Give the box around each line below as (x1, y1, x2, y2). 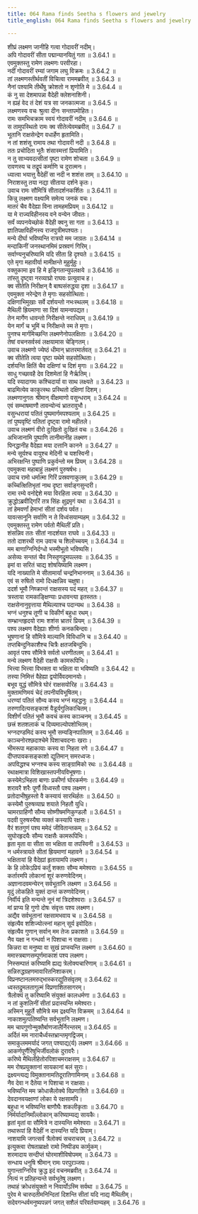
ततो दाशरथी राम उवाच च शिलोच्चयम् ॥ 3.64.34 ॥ (7, 536, 124, 545)
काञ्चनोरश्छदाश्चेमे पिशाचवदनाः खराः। (7, 736, 92, 744)
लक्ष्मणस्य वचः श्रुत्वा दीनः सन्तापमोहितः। (7, 106, 94, 115)
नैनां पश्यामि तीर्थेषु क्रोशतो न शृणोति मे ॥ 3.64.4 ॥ (7, 82, 122, 91)
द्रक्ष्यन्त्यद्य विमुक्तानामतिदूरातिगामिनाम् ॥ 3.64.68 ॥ (7, 1070, 125, 1079)
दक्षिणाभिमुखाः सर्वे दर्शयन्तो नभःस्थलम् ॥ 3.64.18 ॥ (7, 297, 122, 306)
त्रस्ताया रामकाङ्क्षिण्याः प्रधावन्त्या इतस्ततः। (7, 592, 102, 601)
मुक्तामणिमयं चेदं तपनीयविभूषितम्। (7, 688, 83, 696)
